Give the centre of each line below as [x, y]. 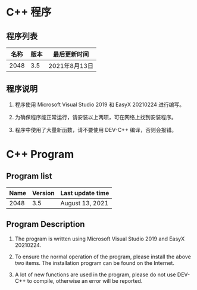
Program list [29, 176]
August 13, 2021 [85, 203]
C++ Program [40, 154]
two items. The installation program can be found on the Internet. [94, 263]
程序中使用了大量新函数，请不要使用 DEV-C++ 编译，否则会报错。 [96, 129]
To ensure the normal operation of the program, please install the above [103, 257]
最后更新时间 [71, 54]
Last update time [85, 193]
